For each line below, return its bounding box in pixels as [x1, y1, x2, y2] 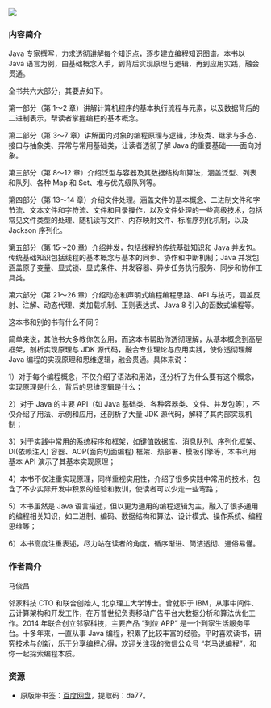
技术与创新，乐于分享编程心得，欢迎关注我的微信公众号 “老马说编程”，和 [15, 638, 257, 648]
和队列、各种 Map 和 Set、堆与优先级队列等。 [8, 178, 161, 188]
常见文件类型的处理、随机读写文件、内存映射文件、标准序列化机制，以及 [8, 215, 248, 225]
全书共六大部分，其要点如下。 [8, 86, 107, 96]
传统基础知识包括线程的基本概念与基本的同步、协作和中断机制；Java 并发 [8, 253, 252, 263]
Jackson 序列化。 [8, 225, 67, 235]
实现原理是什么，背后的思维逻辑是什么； [8, 382, 143, 392]
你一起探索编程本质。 [8, 648, 79, 658]
